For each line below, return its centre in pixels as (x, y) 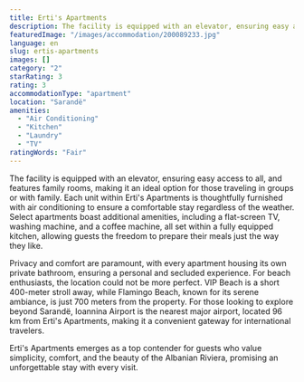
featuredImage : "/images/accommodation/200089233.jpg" (115, 34)
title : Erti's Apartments (58, 18)
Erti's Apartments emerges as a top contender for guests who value (136, 348)
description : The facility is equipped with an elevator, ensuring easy (149, 26)
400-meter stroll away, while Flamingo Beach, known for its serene (134, 291)
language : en (34, 43)
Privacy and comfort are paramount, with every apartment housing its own (148, 263)
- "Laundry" (40, 136)
